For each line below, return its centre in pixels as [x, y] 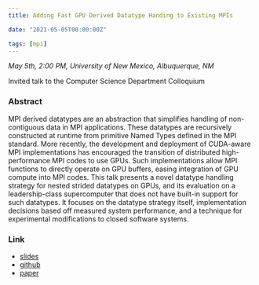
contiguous [26, 127]
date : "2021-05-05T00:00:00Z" [58, 29]
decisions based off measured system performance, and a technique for [125, 210]
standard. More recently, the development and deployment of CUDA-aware [129, 144]
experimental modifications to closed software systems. [98, 219]
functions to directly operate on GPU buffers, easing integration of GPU [124, 169]
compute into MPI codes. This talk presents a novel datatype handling [121, 177]
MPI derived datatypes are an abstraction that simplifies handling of [118, 119]
